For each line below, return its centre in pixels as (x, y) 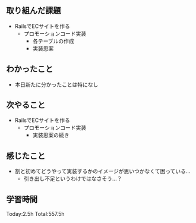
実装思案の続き (51, 135)
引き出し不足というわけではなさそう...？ (73, 179)
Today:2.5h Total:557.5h (35, 214)
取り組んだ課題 (34, 11)
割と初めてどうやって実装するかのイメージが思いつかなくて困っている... (102, 171)
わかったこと (30, 69)
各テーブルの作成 (53, 41)
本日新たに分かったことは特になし (56, 84)
